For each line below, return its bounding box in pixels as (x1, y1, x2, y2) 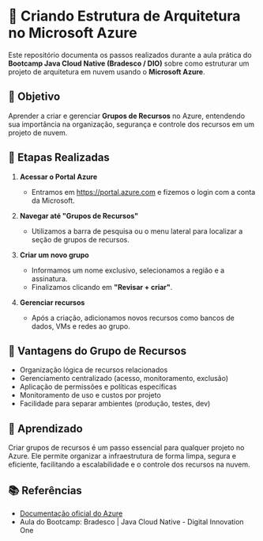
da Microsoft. (31, 196, 75, 205)
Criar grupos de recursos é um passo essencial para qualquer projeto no (8, 443, 245, 452)
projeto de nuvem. (8, 128, 68, 137)
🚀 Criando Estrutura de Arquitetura (8, 7, 241, 25)
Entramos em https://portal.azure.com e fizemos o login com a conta (31, 187, 256, 196)
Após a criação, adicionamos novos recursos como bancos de (31, 313, 235, 322)
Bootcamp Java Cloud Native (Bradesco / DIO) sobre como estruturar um (8, 59, 250, 68)
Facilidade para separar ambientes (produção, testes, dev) (19, 399, 211, 409)
